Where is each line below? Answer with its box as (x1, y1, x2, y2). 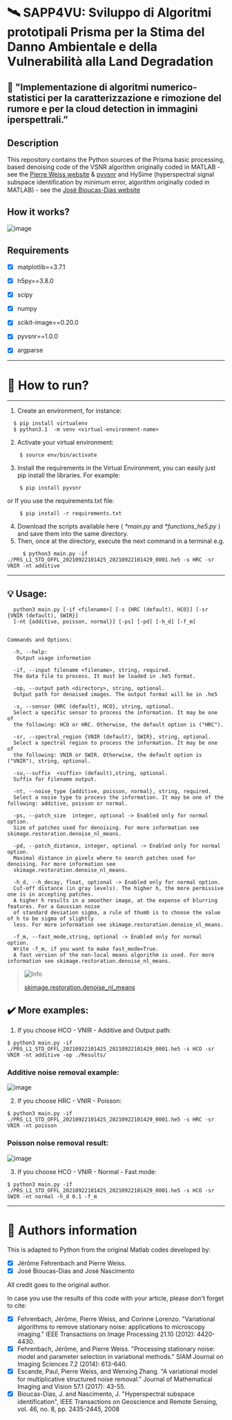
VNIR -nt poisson (7, 1122, 57, 1129)
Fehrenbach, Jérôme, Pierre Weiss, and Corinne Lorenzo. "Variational (17, 1315, 215, 1323)
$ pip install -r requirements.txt (19, 510, 122, 517)
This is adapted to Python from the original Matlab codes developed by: (7, 1245, 211, 1254)
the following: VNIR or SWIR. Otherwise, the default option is (13, 752, 202, 758)
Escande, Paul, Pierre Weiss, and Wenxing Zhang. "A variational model (17, 1367, 218, 1375)
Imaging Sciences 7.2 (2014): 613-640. (17, 1360, 128, 1368)
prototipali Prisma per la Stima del (7, 24, 205, 40)
